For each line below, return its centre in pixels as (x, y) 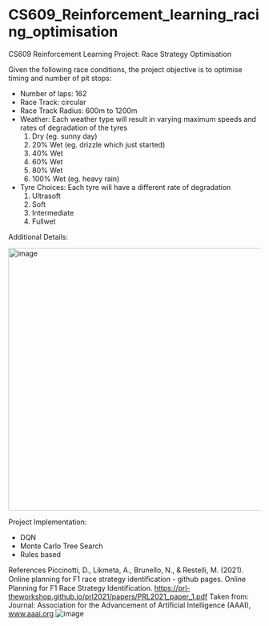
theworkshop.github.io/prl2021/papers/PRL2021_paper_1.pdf (108, 596)
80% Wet (47, 170)
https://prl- (172, 588)
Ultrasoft (46, 196)
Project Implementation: (48, 522)
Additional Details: (38, 236)
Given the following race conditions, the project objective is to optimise (125, 69)
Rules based (40, 554)
